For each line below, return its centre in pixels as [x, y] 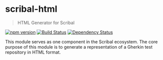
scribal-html [31, 9]
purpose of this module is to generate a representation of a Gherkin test [79, 47]
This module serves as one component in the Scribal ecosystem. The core [81, 42]
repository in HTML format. [33, 52]
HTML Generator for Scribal [46, 23]
